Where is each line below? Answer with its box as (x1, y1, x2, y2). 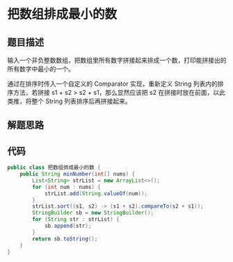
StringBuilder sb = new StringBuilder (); (32, 210, 154, 217)
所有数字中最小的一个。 (7, 65, 74, 73)
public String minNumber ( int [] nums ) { (19, 171, 136, 178)
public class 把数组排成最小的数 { (7, 164, 101, 171)
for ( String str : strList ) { (32, 216, 120, 223)
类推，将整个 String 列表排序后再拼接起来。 (7, 97, 132, 105)
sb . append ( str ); (44, 222, 92, 230)
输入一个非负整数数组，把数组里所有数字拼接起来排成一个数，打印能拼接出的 (7, 56, 227, 64)
